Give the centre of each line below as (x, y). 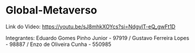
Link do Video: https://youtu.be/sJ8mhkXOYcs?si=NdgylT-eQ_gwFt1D (91, 26)
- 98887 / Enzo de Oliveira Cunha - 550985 (59, 44)
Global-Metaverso (51, 10)
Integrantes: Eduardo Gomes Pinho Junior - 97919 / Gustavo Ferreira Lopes (97, 38)
